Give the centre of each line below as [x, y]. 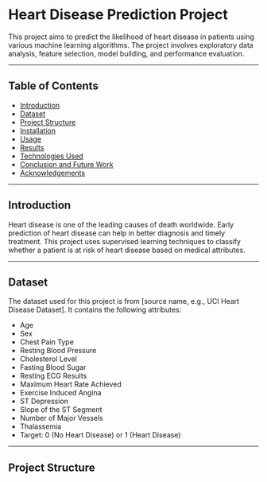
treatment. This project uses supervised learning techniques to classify [124, 241]
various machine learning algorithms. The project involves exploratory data [131, 45]
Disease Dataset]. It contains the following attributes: [95, 310]
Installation [38, 130]
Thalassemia [41, 426]
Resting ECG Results [53, 376]
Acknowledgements [52, 173]
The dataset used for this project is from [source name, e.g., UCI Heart [124, 301]
